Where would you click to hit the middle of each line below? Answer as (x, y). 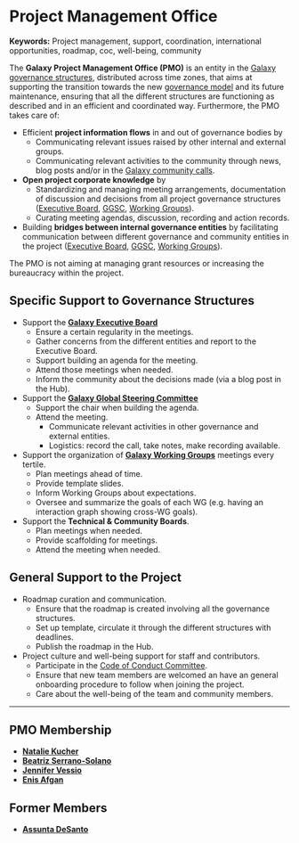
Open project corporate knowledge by (94, 179)
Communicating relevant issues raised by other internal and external (161, 142)
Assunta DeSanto (55, 830)
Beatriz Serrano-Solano (67, 761)
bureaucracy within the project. (67, 273)
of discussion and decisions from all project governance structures (158, 199)
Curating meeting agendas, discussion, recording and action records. (162, 217)
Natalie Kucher (50, 751)
